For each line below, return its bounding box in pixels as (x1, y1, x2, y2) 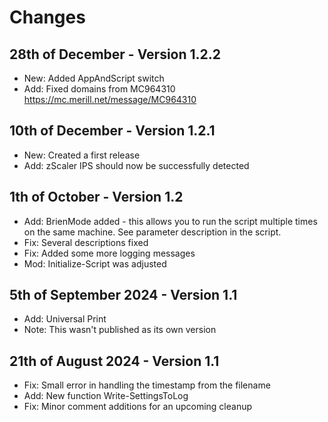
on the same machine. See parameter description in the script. (23, 226, 282, 238)
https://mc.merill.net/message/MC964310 (23, 94, 197, 105)
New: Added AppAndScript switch (23, 72, 165, 84)
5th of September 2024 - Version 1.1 (9, 287, 238, 304)
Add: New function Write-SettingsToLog (23, 390, 189, 402)
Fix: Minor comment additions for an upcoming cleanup (23, 401, 253, 413)
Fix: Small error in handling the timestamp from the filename (23, 379, 271, 391)
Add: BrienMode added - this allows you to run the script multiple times (23, 215, 318, 227)
